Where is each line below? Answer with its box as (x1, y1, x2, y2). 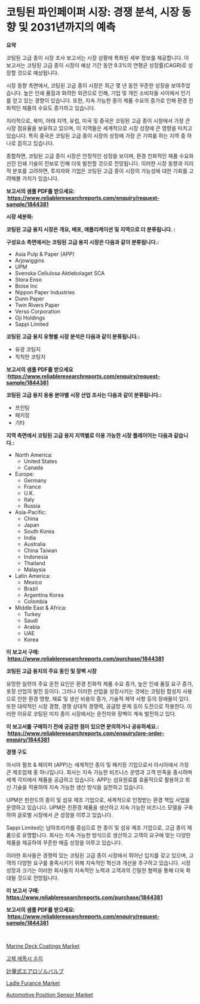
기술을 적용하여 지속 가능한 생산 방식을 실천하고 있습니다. (12, 783, 145, 791)
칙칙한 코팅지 (14, 353, 46, 360)
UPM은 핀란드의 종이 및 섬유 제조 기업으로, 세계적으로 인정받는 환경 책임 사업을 (6, 796, 190, 803)
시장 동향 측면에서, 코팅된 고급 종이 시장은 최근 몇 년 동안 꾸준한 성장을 (6, 82, 170, 89)
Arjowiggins (14, 257, 45, 264)
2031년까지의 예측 (30, 20, 116, 34)
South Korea (23, 527, 55, 535)
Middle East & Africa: (14, 604, 67, 611)
